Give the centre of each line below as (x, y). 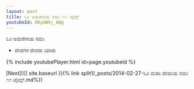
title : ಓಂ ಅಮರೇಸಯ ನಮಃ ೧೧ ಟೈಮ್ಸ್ (43, 17)
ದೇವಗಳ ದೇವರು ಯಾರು (35, 51)
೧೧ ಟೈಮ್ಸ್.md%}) (24, 80)
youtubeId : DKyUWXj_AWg (35, 22)
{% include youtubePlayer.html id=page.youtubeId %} (71, 62)
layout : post (22, 11)
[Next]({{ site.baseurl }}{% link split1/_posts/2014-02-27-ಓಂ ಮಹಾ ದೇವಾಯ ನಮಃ (97, 73)
